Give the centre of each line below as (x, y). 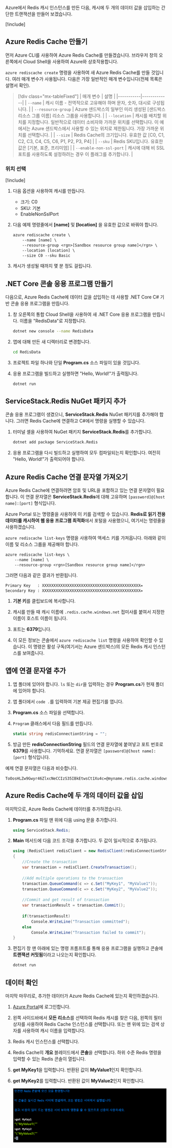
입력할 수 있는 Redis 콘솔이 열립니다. (49, 1058)
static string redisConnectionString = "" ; (60, 734)
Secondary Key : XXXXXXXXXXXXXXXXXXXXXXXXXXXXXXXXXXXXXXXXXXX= (74, 591)
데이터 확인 (22, 983)
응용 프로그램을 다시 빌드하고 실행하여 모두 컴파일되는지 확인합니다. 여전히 (87, 453)
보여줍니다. (33, 653)
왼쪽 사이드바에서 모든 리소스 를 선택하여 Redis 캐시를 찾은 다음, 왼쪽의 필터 (87, 1017)
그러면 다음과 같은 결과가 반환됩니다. (41, 575)
